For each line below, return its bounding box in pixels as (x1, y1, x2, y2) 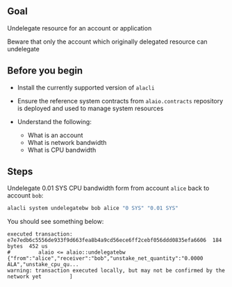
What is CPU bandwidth (27, 146, 97, 154)
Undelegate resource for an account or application (7, 24, 152, 32)
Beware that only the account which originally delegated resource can (7, 37, 208, 46)
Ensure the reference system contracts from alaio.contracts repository (17, 96, 224, 105)
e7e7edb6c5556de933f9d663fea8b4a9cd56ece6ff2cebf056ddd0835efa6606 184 (7, 237, 222, 244)
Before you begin (7, 65, 83, 77)
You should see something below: (7, 218, 104, 226)
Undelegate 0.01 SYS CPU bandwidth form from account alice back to (7, 184, 210, 193)
